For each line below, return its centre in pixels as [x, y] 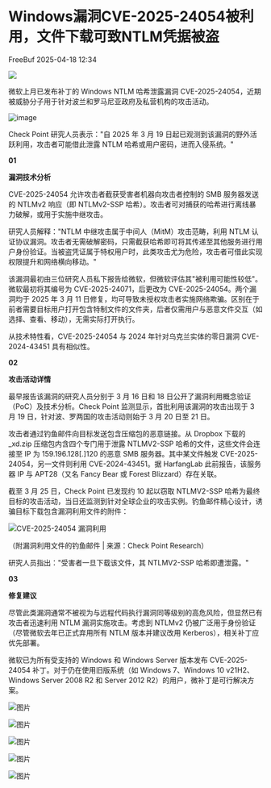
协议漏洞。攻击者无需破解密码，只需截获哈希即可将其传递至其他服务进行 [135, 241]
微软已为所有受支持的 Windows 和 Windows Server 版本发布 [108, 660]
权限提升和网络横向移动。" [52, 261]
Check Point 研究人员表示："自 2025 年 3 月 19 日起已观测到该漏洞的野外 [129, 134]
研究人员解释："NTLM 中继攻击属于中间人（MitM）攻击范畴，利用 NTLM [129, 231]
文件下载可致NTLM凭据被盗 [128, 37]
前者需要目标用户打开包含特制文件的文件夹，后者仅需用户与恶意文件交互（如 [135, 309]
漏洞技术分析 [29, 177]
